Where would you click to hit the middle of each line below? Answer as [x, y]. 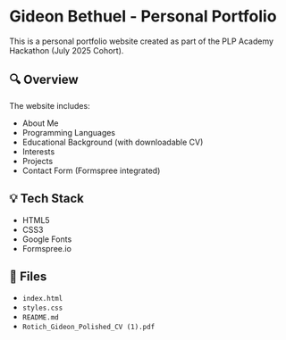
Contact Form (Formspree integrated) [91, 170]
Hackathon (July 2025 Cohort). [67, 50]
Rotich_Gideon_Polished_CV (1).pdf [88, 328]
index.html [42, 299]
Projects [38, 161]
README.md [41, 318]
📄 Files [28, 276]
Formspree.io [46, 248]
